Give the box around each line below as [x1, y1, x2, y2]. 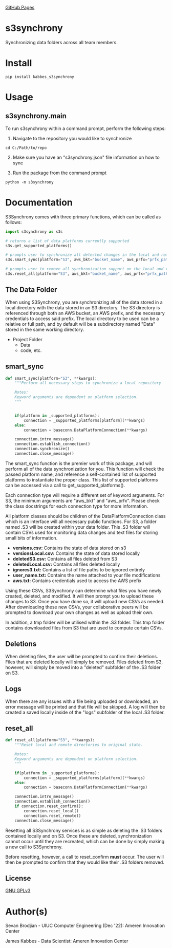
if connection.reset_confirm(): [14, 804, 83, 809]
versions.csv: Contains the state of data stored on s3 [12, 545, 126, 551]
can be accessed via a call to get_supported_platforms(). [5, 482, 125, 488]
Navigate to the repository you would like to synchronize [12, 135, 132, 141]
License [5, 873, 31, 883]
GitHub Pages [5, 5, 35, 10]
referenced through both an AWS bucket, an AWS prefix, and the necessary [5, 310, 165, 316]
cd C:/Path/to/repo [5, 145, 47, 151]
